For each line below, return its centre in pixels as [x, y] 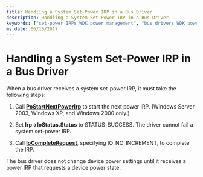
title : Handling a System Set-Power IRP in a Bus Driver [79, 12]
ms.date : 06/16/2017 [32, 29]
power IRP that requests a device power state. [63, 168]
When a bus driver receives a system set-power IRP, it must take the [91, 88]
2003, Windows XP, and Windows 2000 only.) [72, 113]
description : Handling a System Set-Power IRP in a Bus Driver [88, 18]
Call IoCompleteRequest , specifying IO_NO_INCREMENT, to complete [102, 143]
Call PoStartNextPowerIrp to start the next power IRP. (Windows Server [105, 107]
